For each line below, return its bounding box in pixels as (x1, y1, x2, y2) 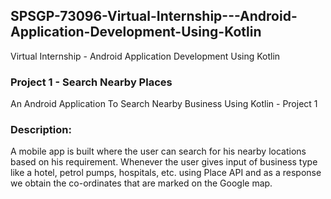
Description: (10, 123, 72, 137)
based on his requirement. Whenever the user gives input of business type (10, 156, 318, 168)
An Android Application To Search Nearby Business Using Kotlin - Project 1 (10, 98, 318, 110)
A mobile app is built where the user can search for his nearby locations (10, 145, 307, 158)
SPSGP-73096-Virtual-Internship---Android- (10, 8, 298, 25)
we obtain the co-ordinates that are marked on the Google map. (10, 177, 273, 189)
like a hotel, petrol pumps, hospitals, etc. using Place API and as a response (10, 167, 322, 179)
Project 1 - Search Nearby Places (10, 75, 173, 89)
